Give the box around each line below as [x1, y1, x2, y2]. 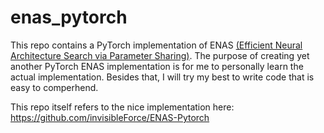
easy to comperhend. [10, 81, 99, 93]
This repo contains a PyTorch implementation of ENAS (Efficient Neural [10, 39, 303, 51]
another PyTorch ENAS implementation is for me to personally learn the [10, 60, 304, 72]
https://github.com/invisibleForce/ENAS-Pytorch [10, 111, 210, 123]
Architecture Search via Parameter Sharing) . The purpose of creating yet [10, 49, 310, 61]
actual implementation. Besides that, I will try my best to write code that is [10, 71, 315, 83]
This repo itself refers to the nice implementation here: [10, 101, 235, 113]
